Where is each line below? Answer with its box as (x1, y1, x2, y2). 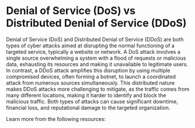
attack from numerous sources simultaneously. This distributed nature (6, 79, 175, 86)
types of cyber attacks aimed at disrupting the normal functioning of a (6, 42, 175, 49)
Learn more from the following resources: (6, 115, 106, 122)
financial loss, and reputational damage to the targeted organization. (6, 104, 170, 111)
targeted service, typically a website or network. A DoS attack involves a (6, 48, 181, 55)
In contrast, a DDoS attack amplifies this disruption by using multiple (6, 67, 170, 74)
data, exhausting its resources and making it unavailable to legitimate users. (6, 60, 189, 68)
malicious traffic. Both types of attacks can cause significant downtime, (6, 98, 179, 105)
